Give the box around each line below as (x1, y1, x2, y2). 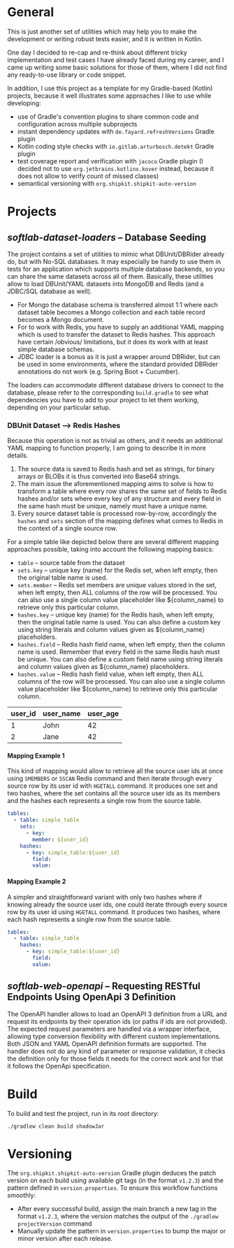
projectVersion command (17, 1219, 92, 1228)
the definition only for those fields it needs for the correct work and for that (7, 1054, 224, 1062)
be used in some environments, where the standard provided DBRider (17, 360, 219, 368)
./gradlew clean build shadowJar (7, 1122, 105, 1130)
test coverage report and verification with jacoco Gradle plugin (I (17, 156, 203, 165)
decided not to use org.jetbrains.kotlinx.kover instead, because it (17, 164, 214, 172)
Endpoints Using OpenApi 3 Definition (7, 991, 176, 1003)
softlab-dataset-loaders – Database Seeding (7, 231, 207, 243)
